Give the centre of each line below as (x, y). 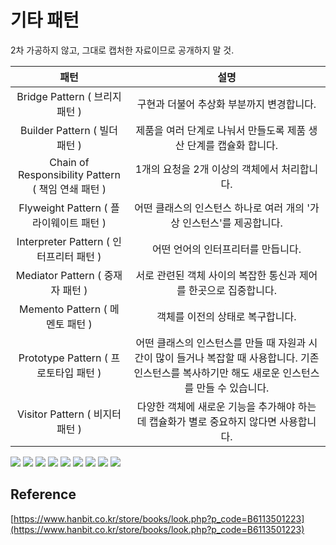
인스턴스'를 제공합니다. (232, 223)
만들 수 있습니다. (233, 388)
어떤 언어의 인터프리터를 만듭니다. (226, 249)
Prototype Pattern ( (63, 358)
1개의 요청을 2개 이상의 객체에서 (207, 169)
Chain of (69, 162)
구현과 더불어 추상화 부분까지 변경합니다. (226, 104)
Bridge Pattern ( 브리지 (69, 96)
